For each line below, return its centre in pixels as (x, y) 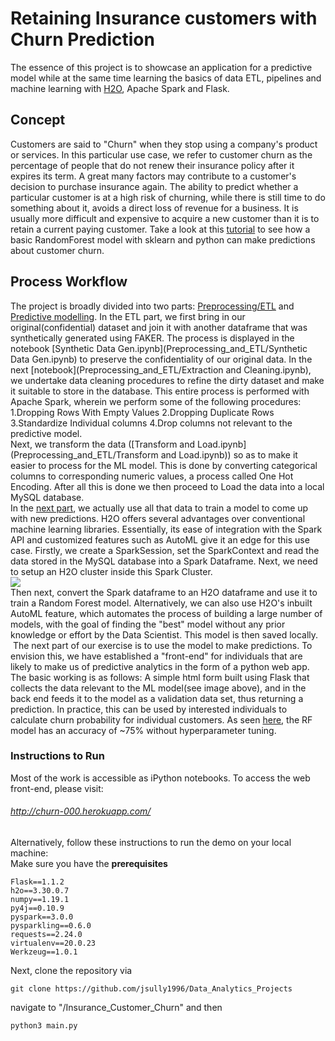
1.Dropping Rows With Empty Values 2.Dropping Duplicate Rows (142, 412)
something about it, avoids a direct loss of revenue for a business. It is (154, 208)
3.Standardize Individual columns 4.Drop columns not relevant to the (151, 423)
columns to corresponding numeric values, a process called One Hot (152, 476)
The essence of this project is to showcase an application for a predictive (161, 67)
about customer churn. (57, 250)
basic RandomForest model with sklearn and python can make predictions (163, 239)
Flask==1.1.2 (37, 882)
